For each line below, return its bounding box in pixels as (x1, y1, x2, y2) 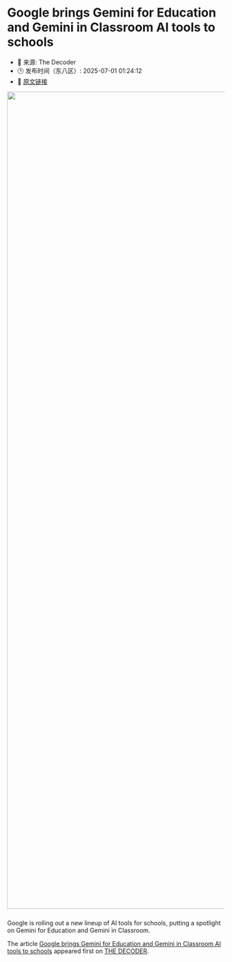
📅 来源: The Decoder (17, 57, 76, 66)
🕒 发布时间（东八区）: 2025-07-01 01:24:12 (17, 66, 143, 75)
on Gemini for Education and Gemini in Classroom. (7, 926, 151, 934)
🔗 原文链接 (17, 77, 48, 86)
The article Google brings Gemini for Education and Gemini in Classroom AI (7, 939, 221, 947)
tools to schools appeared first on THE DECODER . (7, 947, 149, 955)
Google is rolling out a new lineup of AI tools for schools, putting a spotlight (7, 918, 221, 927)
